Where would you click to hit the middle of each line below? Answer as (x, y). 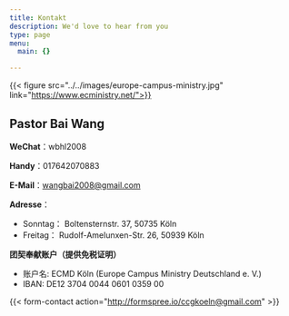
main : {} (34, 52)
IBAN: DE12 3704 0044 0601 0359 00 (93, 283)
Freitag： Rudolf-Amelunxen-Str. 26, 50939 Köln (113, 235)
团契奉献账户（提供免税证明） (65, 254)
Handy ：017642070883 (55, 165)
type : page (30, 35)
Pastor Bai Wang (57, 123)
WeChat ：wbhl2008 (48, 146)
